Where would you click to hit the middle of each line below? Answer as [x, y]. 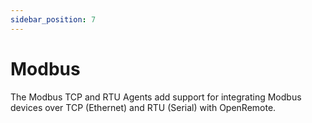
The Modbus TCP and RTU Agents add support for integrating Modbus [156, 97]
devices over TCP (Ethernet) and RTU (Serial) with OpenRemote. [143, 107]
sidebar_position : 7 [53, 19]
